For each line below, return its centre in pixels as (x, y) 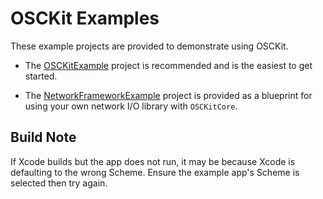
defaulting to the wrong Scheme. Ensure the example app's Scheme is (155, 172)
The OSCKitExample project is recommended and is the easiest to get (168, 65)
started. (41, 76)
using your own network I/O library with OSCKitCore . (131, 106)
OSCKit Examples (85, 18)
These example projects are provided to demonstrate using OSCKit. (149, 46)
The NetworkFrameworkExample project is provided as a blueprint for (168, 95)
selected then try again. (59, 183)
